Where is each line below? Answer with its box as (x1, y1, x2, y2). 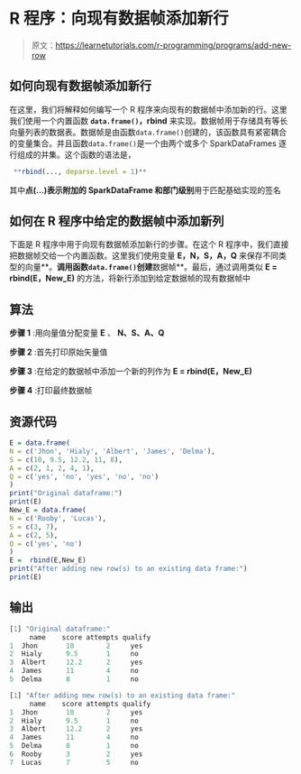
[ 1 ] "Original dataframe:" (9, 624, 111, 633)
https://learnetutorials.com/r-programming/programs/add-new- (55, 40, 292, 51)
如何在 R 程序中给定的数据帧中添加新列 (9, 214, 224, 229)
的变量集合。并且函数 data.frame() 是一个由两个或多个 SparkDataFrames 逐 (9, 137, 287, 149)
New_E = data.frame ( (9, 506, 87, 515)
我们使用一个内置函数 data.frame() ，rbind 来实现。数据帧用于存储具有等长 (9, 115, 288, 126)
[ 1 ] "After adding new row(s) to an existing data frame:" (9, 691, 236, 700)
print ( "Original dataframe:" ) (9, 489, 123, 498)
